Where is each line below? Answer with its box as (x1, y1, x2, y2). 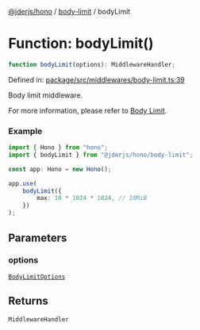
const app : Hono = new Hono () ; (8, 165, 112, 173)
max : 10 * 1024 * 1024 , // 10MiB (37, 194, 148, 202)
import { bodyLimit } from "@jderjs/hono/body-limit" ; (8, 151, 194, 159)
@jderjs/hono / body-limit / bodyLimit (8, 7, 131, 16)
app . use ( (8, 179, 37, 187)
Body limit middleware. (8, 90, 83, 100)
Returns (8, 294, 49, 308)
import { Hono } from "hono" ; (8, 144, 109, 152)
